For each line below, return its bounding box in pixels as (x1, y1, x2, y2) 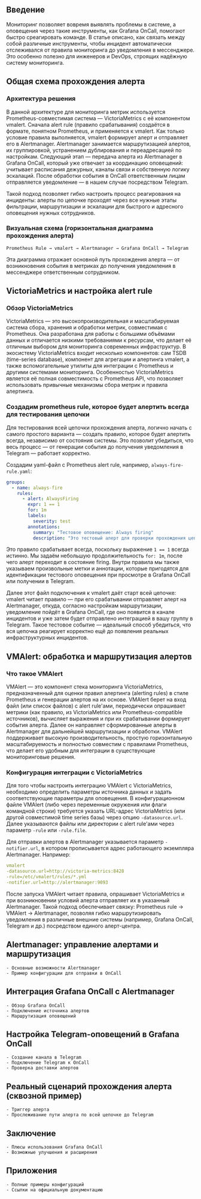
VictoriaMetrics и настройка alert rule (6, 286, 153, 296)
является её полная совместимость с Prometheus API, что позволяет (6, 375, 184, 382)
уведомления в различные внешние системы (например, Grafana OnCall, (6, 915, 194, 923)
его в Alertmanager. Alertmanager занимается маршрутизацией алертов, (6, 140, 191, 147)
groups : (6, 479, 26, 485)
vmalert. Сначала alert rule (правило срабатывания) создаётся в (6, 121, 170, 128)
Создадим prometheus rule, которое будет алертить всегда (6, 402, 190, 411)
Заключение (6, 1128, 56, 1138)
